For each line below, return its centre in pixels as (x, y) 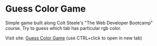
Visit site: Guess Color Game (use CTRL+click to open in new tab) (74, 38)
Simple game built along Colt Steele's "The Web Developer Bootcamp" (79, 23)
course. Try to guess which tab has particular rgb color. (63, 28)
